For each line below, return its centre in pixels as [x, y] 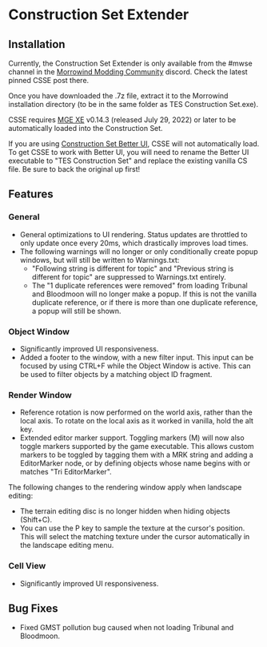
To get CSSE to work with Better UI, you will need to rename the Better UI [129, 152]
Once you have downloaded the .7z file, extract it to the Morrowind [118, 96]
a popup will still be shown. [76, 311]
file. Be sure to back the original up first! [74, 169]
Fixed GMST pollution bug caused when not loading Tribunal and [127, 628]
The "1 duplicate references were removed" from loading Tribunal [139, 285]
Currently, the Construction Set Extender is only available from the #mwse [131, 63]
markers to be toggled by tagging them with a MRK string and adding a [136, 455]
